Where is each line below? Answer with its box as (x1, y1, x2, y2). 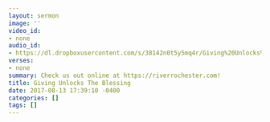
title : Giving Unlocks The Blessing (8, 79, 131, 87)
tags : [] (8, 101, 38, 109)
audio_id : (8, 42, 42, 50)
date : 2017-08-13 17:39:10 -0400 (8, 86, 121, 95)
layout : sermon (8, 11, 59, 20)
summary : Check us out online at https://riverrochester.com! (8, 71, 221, 79)
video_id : (8, 26, 42, 35)
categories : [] (8, 94, 59, 102)
